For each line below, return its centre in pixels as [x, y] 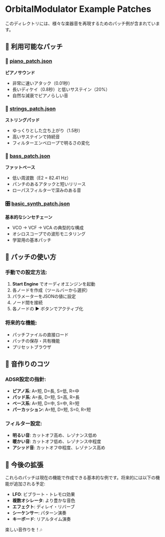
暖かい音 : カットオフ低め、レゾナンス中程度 [57, 441]
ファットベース [20, 167]
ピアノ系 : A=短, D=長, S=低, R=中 [46, 391]
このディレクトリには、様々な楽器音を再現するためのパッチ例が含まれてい [81, 23]
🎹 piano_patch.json [29, 61]
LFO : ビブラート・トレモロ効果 [44, 494]
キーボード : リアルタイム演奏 [42, 519]
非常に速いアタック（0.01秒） [42, 83]
